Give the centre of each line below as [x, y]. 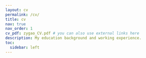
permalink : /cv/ [22, 15]
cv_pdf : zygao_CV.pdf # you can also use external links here [72, 33]
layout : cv [17, 10]
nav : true [16, 24]
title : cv [16, 19]
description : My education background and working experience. [74, 38]
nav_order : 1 [19, 29]
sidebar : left [25, 47]
